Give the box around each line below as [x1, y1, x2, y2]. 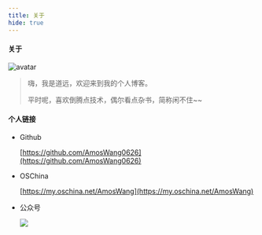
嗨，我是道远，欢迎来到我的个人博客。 [27, 78, 152, 87]
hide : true [8, 19, 44, 27]
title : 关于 [8, 11, 45, 20]
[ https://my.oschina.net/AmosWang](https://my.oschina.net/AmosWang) [19, 186, 254, 196]
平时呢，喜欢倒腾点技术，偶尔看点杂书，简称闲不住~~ [27, 95, 203, 105]
